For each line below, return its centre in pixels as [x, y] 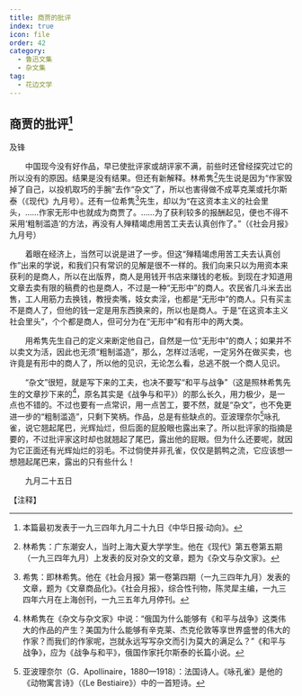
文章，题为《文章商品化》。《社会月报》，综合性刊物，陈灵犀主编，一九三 [154, 588]
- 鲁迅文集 [35, 59]
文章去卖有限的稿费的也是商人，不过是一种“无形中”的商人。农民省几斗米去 [147, 287]
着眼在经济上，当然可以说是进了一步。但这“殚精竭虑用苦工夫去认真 [149, 254]
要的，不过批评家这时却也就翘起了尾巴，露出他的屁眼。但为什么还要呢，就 [147, 439]
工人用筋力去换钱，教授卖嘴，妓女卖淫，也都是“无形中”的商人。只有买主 [158, 299]
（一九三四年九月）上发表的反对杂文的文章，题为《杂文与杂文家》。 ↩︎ [151, 558]
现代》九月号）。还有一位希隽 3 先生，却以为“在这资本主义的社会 [145, 200]
